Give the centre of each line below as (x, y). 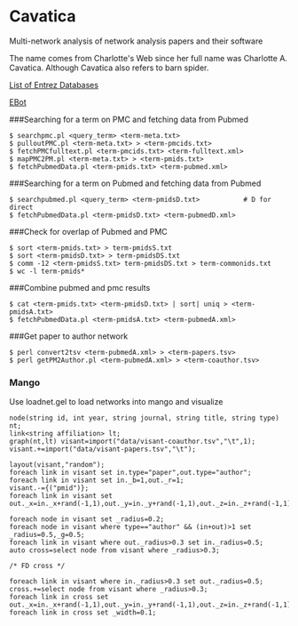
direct (21, 207)
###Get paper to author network (69, 336)
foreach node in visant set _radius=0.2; (87, 519)
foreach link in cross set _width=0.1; (83, 613)
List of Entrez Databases (54, 84)
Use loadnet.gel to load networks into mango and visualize (116, 402)
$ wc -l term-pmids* (47, 271)
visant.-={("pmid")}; (49, 488)
